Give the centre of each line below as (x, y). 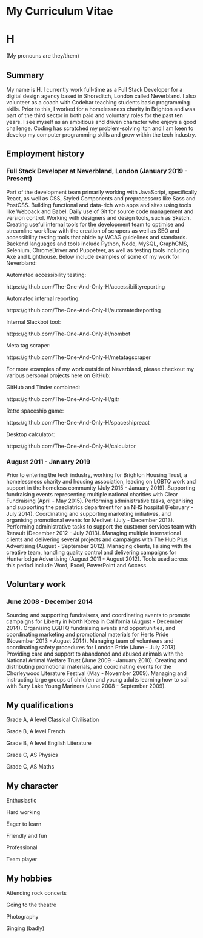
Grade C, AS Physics (32, 755)
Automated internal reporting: (43, 298)
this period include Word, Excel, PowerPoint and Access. (77, 565)
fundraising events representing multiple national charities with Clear (92, 494)
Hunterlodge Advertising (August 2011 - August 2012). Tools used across (97, 559)
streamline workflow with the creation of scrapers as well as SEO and (93, 231)
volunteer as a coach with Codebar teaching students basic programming (98, 102)
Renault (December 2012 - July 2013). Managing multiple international (94, 533)
